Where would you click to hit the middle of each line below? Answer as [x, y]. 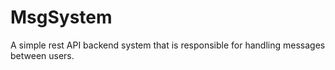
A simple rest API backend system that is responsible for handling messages [168, 45]
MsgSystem [61, 17]
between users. [42, 55]
